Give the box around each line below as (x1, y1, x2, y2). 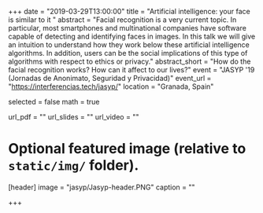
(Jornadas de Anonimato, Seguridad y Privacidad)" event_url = (8, 74, 212, 83)
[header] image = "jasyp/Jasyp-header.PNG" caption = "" (8, 182, 195, 192)
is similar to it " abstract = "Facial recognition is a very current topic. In (8, 15, 237, 24)
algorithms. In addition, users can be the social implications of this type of (8, 49, 248, 57)
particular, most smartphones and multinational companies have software (8, 24, 246, 32)
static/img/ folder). (8, 156, 139, 174)
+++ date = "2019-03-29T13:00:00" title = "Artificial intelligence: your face (8, 7, 250, 16)
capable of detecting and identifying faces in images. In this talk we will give (8, 31, 256, 41)
